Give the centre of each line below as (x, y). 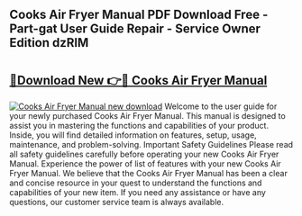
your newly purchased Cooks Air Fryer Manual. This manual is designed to (147, 116)
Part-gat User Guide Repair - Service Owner (135, 29)
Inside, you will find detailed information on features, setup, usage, (133, 135)
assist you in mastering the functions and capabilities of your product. (139, 126)
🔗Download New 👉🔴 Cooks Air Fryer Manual (138, 80)
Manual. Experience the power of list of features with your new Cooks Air (145, 164)
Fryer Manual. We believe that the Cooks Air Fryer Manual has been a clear (149, 173)
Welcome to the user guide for (221, 106)
